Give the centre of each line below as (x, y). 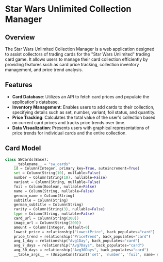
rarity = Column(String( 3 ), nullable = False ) (59, 209)
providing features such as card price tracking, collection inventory (72, 65)
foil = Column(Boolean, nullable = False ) (55, 187)
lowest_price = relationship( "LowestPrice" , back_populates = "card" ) (84, 232)
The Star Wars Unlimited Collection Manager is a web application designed (80, 49)
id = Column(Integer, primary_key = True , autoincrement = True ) (77, 168)
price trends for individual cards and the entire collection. (69, 133)
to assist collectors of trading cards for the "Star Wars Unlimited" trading (78, 54)
